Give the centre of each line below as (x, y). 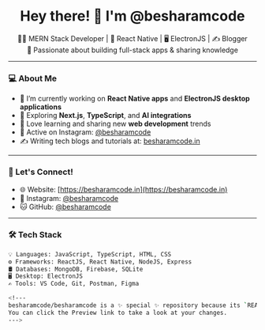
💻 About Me (33, 78)
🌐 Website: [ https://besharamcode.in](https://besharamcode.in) (123, 189)
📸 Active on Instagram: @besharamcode (85, 132)
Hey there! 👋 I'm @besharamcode (132, 16)
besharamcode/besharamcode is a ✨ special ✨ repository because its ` (128, 305)
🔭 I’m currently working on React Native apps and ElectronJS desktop (134, 99)
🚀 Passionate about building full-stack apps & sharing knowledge (132, 50)
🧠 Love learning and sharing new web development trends (115, 124)
